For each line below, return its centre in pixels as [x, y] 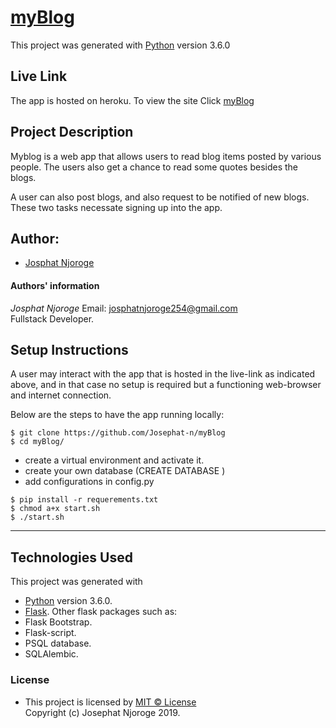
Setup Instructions [69, 349]
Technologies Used [71, 557]
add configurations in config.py [89, 482]
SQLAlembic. [51, 654]
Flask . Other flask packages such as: [101, 612]
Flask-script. [50, 633]
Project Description [72, 132]
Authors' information [55, 285]
